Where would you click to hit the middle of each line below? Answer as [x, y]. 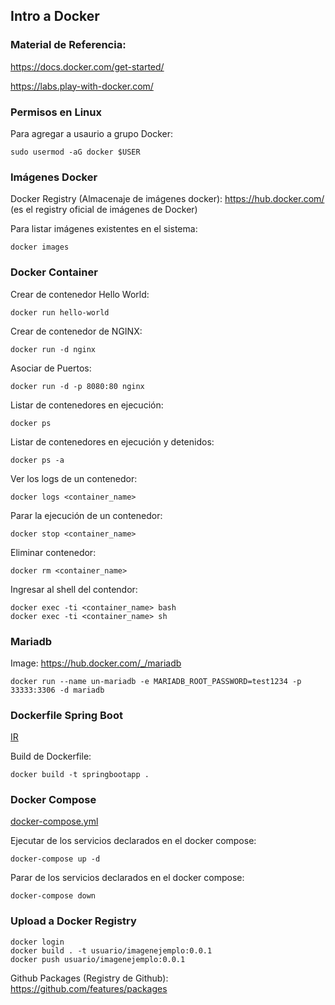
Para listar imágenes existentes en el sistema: [104, 229]
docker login [37, 942]
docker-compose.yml [54, 821]
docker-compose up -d [55, 859]
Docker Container [54, 272]
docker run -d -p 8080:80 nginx [77, 386]
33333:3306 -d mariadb [57, 690]
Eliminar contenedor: [53, 552]
